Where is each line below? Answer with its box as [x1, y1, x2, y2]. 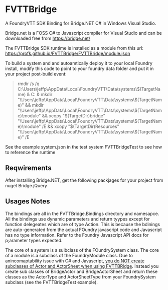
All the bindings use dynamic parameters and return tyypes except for [5, 215, 150, 222]
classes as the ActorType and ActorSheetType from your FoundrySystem [5, 273, 156, 280]
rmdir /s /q [17, 81, 40, 87]
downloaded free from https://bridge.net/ [5, 35, 91, 41]
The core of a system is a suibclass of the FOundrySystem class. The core [5, 247, 159, 253]
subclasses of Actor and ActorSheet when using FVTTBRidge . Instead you [5, 263, 159, 269]
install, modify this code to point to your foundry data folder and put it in [5, 65, 154, 71]
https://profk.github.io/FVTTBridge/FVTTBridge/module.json [5, 50, 130, 56]
